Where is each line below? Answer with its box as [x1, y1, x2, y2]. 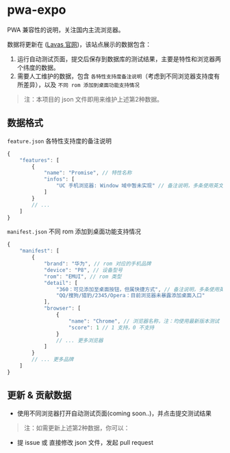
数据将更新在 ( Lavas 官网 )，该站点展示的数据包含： [7, 40, 152, 48]
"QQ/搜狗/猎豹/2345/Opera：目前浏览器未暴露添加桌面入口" [55, 292, 205, 299]
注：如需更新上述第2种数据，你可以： [23, 423, 130, 432]
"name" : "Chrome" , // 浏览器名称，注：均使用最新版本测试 [68, 318, 220, 325]
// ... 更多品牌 [31, 356, 74, 363]
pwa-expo [7, 2, 66, 18]
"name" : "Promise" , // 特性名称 [43, 170, 132, 176]
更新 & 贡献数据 [7, 390, 72, 402]
